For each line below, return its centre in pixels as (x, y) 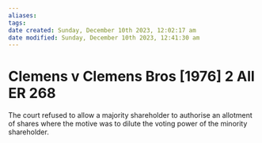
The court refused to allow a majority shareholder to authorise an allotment (131, 115)
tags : (17, 23)
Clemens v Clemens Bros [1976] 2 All (131, 77)
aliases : (23, 15)
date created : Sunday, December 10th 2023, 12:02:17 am (102, 30)
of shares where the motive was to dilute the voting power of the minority (128, 124)
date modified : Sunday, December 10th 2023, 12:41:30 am (104, 38)
